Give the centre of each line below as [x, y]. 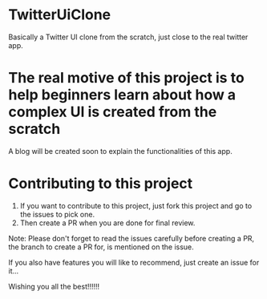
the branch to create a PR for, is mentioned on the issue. [101, 247]
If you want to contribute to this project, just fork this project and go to [136, 205]
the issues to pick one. [57, 214]
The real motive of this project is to [126, 78]
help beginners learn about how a [122, 95]
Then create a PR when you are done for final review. [107, 223]
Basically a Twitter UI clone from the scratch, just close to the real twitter [128, 37]
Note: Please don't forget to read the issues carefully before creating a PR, [131, 238]
